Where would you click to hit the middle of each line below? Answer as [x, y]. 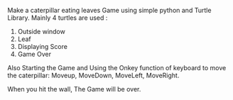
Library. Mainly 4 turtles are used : [58, 18]
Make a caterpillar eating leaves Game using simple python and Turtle [109, 10]
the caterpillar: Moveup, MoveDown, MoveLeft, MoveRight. [93, 75]
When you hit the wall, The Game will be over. [74, 89]
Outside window [41, 32]
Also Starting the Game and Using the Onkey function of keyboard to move [117, 68]
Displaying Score [42, 46]
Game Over [34, 54]
